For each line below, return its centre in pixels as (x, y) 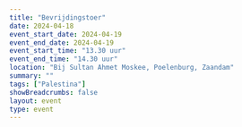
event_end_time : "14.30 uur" (64, 59)
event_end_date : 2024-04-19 (62, 42)
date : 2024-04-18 (42, 26)
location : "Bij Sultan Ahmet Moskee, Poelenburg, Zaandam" (122, 68)
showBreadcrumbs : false (54, 92)
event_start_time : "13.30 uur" (68, 51)
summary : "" (31, 76)
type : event (31, 109)
